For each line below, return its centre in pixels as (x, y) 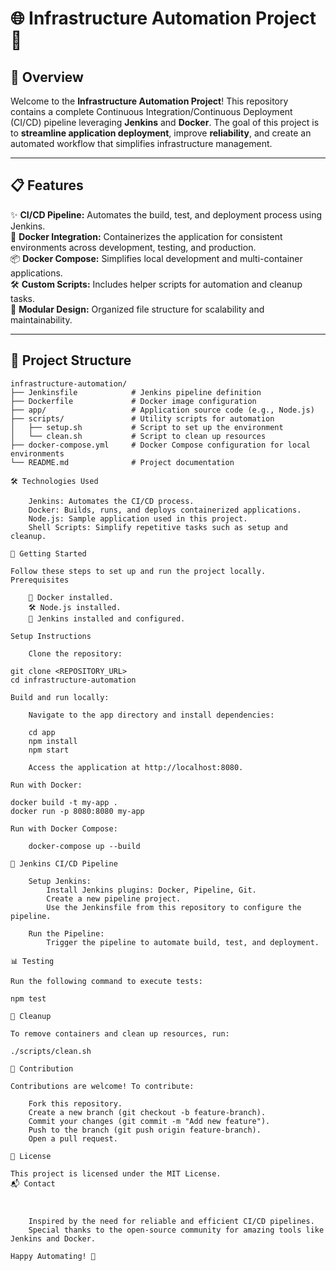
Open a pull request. (73, 1138)
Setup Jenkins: (60, 881)
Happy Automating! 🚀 (53, 1256)
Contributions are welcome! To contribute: (102, 1086)
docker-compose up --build (84, 846)
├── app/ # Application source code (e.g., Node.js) (162, 410)
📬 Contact (33, 1183)
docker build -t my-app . (64, 802)
